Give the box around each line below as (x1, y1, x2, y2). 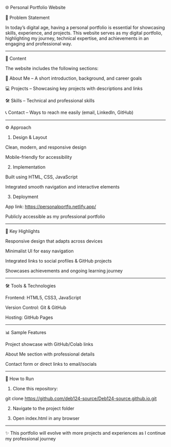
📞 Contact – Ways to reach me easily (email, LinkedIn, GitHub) (5, 109, 134, 115)
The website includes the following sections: (5, 65, 99, 71)
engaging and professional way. (5, 41, 72, 46)
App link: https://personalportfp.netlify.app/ (5, 204, 97, 209)
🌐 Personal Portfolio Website (5, 5, 66, 10)
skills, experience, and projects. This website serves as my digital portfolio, (5, 30, 163, 36)
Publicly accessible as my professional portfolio (5, 214, 105, 219)
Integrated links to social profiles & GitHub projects (5, 258, 112, 264)
